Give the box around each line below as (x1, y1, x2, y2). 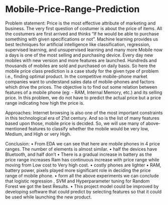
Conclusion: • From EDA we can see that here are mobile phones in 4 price (5, 140, 160, 146)
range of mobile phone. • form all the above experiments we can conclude (5, 172, 159, 178)
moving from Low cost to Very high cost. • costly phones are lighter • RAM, (5, 162, 161, 168)
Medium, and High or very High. (5, 131, 71, 137)
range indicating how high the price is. (5, 100, 84, 106)
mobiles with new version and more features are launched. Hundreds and (5, 57, 157, 63)
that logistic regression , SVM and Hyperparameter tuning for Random (5, 178, 150, 184)
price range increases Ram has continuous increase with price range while (5, 156, 159, 162)
